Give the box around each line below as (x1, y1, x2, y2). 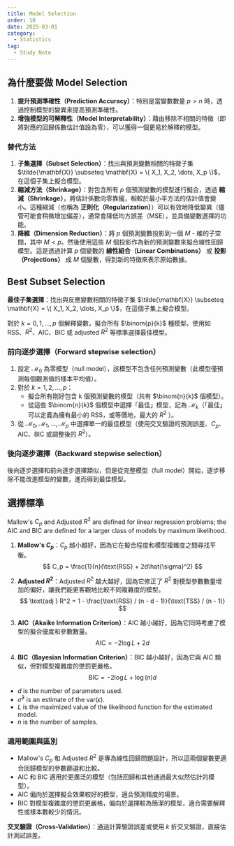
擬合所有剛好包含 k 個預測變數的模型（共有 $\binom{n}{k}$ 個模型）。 (27, 392, 228, 400)
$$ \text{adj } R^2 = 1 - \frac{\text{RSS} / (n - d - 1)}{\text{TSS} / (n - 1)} (20, 597, 226, 605)
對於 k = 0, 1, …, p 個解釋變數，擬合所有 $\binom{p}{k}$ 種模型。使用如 (7, 319, 211, 327)
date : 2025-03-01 (7, 23, 58, 30)
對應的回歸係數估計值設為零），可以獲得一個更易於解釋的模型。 (23, 123, 205, 131)
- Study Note (13, 50, 52, 57)
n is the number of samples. (17, 717, 98, 727)
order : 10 (7, 17, 36, 24)
